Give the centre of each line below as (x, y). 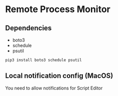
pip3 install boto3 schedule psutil (43, 60)
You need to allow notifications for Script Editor (54, 88)
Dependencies (28, 28)
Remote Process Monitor (58, 9)
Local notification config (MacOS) (59, 76)
